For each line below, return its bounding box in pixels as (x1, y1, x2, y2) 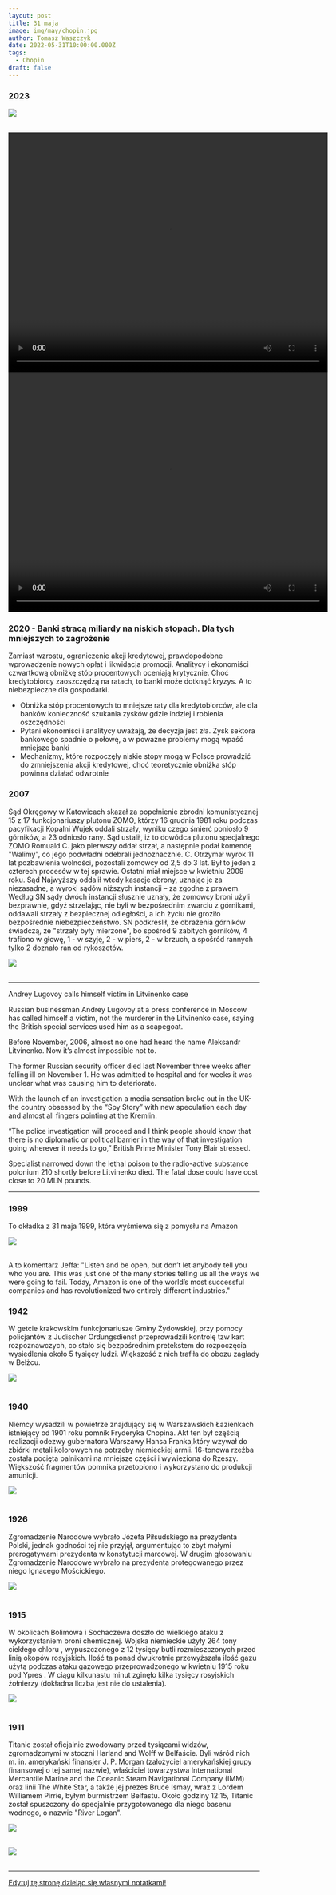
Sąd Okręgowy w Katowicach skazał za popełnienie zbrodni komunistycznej (8, 807, 259, 816)
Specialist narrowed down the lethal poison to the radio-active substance (8, 1159, 249, 1168)
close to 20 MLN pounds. (8, 1175, 92, 1185)
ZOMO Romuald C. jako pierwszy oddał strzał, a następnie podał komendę (8, 840, 252, 850)
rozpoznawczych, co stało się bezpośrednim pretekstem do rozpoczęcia (8, 1341, 247, 1350)
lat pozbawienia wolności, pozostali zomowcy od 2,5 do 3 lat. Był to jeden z (8, 857, 257, 868)
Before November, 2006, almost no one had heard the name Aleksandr (8, 1037, 241, 1047)
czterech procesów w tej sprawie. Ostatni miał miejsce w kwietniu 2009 (8, 866, 244, 876)
